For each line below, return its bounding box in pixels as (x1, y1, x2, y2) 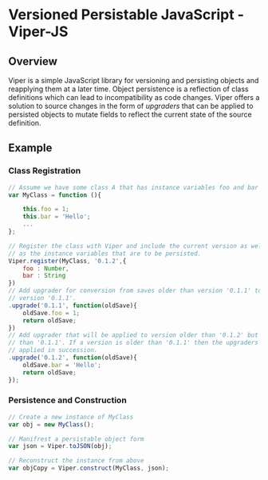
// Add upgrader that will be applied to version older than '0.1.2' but (8, 331, 259, 339)
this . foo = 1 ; (22, 206, 69, 214)
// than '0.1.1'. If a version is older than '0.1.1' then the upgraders (8, 338, 259, 347)
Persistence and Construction (8, 394, 128, 406)
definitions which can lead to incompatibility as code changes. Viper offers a (8, 93, 260, 102)
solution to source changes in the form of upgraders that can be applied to (8, 102, 254, 110)
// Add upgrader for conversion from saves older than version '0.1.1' (8, 286, 251, 295)
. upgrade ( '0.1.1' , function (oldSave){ (8, 302, 137, 310)
